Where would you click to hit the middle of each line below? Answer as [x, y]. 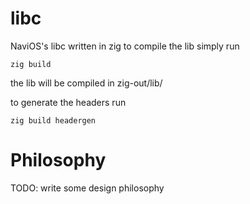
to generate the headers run [68, 102]
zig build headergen [53, 120]
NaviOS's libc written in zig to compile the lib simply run [125, 46]
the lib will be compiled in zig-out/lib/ [86, 83]
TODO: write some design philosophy [87, 188]
